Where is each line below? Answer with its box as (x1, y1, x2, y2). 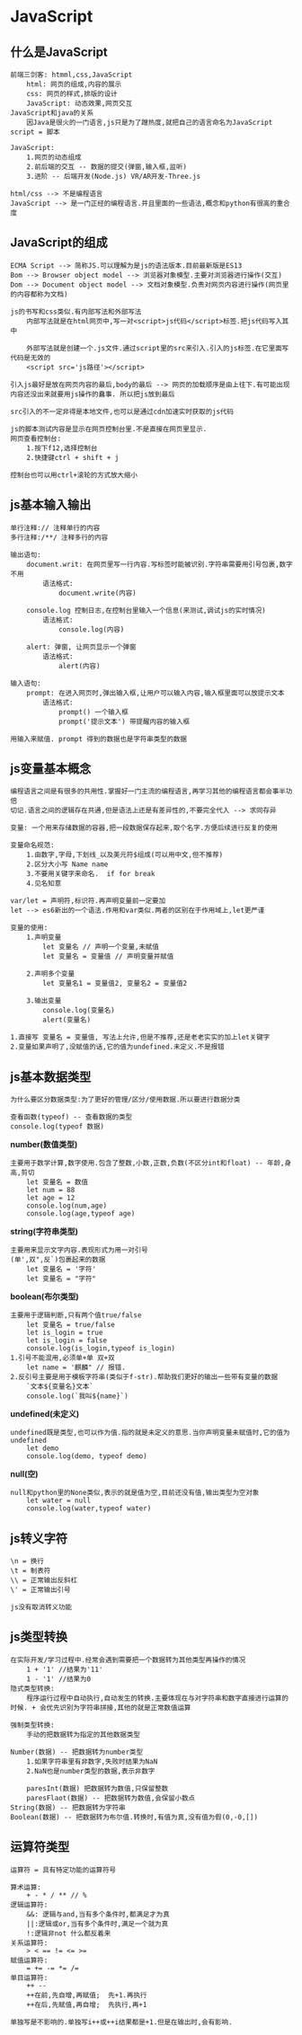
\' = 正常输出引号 (10, 1586, 71, 1595)
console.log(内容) (58, 624, 125, 634)
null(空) (10, 1469, 39, 1480)
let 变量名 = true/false (26, 1321, 116, 1330)
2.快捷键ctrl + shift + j (26, 453, 120, 462)
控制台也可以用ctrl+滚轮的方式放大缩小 (10, 470, 138, 480)
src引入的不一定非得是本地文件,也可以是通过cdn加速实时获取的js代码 (10, 407, 235, 416)
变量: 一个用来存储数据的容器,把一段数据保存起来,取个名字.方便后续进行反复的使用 (10, 824, 278, 833)
